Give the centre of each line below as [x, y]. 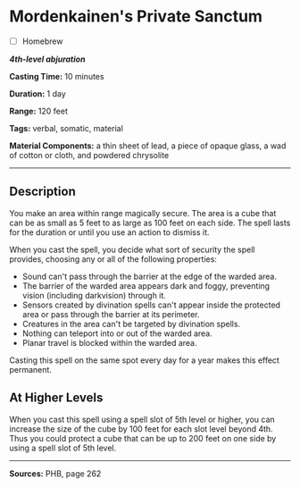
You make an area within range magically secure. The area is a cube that [143, 213]
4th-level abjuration [47, 59]
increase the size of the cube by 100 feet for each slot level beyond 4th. [142, 429]
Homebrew [42, 41]
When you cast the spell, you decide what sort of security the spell [132, 249]
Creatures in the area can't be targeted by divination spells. [131, 324]
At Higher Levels [56, 398]
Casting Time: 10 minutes [57, 76]
